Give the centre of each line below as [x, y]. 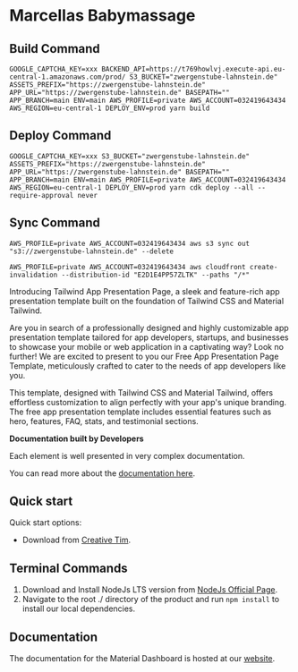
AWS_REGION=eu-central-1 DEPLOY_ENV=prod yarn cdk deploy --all [132, 187]
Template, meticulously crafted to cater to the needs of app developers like [148, 366]
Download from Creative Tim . [77, 540]
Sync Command [55, 223]
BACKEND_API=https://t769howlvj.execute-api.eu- [194, 69]
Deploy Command [60, 136]
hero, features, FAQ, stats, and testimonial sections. [104, 421]
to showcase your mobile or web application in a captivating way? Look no [147, 346]
